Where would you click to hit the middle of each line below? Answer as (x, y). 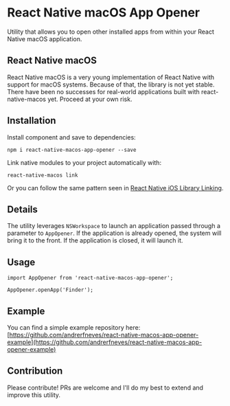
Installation (32, 121)
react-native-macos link (43, 175)
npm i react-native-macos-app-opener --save (72, 150)
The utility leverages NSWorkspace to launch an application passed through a (114, 226)
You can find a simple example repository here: (74, 327)
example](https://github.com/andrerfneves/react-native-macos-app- (105, 342)
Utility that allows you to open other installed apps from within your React (111, 32)
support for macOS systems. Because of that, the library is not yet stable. (111, 84)
